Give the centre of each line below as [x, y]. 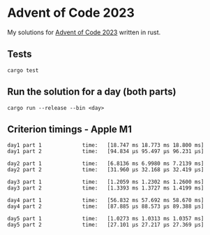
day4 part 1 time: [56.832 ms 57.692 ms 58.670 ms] [106, 201]
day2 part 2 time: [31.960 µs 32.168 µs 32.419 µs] [106, 170]
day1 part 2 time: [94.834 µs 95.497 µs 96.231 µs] [106, 152]
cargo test [23, 70]
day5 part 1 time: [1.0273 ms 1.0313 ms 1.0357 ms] [106, 219]
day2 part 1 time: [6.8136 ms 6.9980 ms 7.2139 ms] [106, 164]
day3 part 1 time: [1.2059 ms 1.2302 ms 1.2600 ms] [106, 182]
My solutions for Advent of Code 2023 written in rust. [84, 32]
